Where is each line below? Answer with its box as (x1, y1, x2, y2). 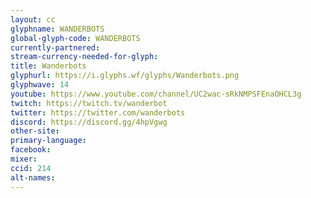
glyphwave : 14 (10, 80, 70, 90)
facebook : (10, 145, 52, 155)
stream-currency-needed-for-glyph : (10, 52, 159, 62)
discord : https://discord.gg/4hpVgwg (10, 117, 168, 127)
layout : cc (10, 14, 56, 25)
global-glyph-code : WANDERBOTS (10, 33, 141, 43)
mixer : (10, 154, 38, 164)
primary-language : (10, 136, 87, 146)
